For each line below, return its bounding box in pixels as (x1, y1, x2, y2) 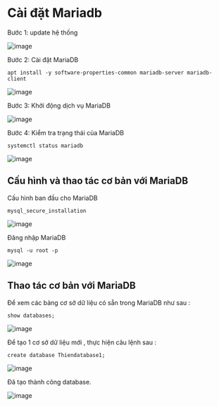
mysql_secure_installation (7, 207, 87, 214)
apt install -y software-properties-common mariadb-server (7, 69, 184, 76)
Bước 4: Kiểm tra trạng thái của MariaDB (7, 128, 125, 137)
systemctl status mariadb (7, 142, 83, 149)
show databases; (7, 312, 55, 319)
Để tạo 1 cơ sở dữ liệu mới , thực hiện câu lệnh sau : (7, 338, 157, 346)
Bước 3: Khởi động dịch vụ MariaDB (7, 101, 111, 110)
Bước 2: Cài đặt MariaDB (7, 55, 79, 64)
